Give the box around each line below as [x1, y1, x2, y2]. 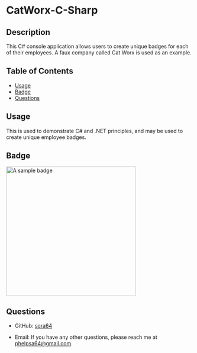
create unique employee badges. [6, 134, 87, 141]
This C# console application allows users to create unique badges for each [6, 43, 189, 50]
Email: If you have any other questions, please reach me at [14, 333, 158, 341]
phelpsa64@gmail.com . [14, 340, 73, 347]
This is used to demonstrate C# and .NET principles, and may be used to [6, 127, 183, 134]
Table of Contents [6, 66, 74, 76]
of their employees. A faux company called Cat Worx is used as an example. [6, 49, 192, 56]
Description [6, 27, 50, 37]
